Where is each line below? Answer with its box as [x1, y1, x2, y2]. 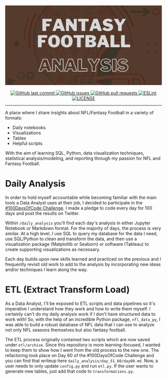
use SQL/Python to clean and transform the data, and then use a [5, 236, 137, 242]
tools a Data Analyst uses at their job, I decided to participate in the [5, 199, 143, 205]
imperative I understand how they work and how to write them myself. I [5, 305, 151, 311]
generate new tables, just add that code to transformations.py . [5, 368, 134, 374]
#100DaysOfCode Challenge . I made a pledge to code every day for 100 [5, 205, 153, 211]
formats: [5, 115, 22, 121]
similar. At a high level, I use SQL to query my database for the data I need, [5, 230, 158, 236]
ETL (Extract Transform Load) [5, 284, 130, 295]
